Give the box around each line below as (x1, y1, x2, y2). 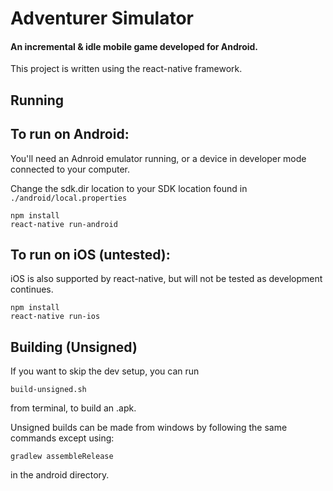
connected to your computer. (10, 163, 131, 175)
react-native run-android (10, 219, 118, 229)
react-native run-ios (10, 312, 101, 322)
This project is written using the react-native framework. (10, 63, 243, 75)
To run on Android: (10, 126, 130, 143)
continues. (10, 283, 54, 296)
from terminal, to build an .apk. (10, 402, 137, 414)
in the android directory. (10, 469, 110, 481)
